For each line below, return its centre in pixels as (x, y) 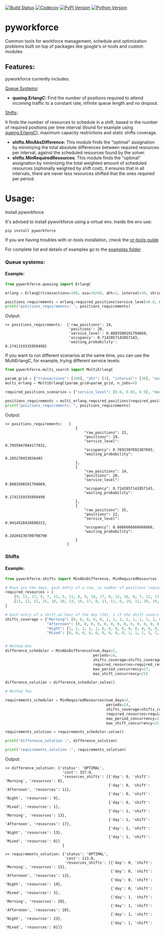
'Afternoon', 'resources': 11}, (38, 790)
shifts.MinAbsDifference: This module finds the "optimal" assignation (83, 142)
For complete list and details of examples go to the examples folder (73, 249)
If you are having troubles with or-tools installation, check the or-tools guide (82, 240)
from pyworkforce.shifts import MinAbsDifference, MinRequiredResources (81, 579)
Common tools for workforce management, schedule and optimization (76, 41)
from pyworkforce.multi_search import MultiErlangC (59, 370)
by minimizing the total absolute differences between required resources (86, 147)
